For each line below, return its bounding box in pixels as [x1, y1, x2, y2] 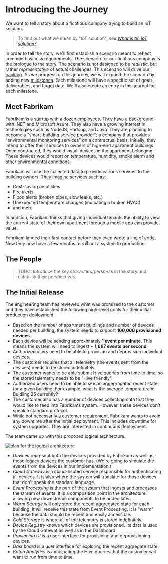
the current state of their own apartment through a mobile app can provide [5, 220, 159, 226]
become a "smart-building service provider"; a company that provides [5, 132, 150, 138]
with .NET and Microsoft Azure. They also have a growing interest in [5, 121, 146, 127]
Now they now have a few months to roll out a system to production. [5, 240, 146, 246]
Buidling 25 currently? [12, 391, 58, 397]
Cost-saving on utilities [12, 183, 60, 189]
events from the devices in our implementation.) [12, 463, 112, 469]
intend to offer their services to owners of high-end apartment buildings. [5, 142, 155, 148]
